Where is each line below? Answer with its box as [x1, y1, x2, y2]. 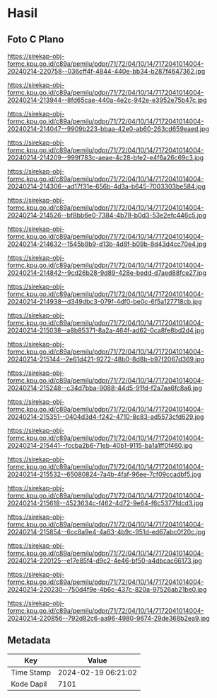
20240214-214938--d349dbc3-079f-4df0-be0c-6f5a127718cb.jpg [7, 298, 202, 305]
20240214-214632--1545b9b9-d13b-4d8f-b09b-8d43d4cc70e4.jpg [7, 240, 207, 248]
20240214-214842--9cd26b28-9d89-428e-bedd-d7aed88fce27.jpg [7, 269, 207, 277]
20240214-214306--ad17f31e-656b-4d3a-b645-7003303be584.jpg [7, 182, 206, 191]
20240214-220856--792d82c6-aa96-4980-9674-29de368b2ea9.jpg [7, 614, 210, 622]
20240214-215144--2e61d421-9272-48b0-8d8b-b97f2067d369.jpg [7, 355, 205, 363]
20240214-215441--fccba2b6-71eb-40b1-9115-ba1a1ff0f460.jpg [7, 441, 193, 449]
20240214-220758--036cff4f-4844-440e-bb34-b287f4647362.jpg [7, 67, 206, 75]
